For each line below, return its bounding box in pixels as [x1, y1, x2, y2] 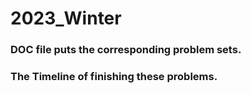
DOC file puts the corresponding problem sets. [10, 43, 242, 57]
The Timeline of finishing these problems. [10, 70, 218, 84]
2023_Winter [10, 7, 122, 30]
